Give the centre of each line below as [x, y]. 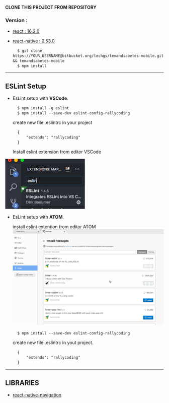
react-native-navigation [37, 395]
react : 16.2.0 [26, 31]
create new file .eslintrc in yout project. [53, 343]
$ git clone [30, 51]
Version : [16, 20]
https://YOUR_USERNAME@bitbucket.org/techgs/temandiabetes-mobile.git [88, 56]
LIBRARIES [22, 383]
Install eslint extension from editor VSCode [57, 152]
